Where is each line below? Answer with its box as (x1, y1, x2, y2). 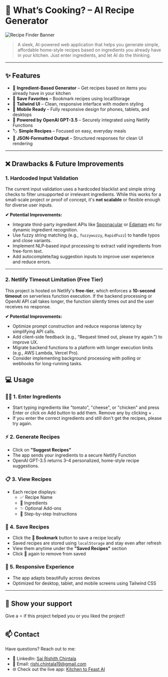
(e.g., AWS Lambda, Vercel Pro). (12, 350, 79, 356)
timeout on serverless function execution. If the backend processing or (5, 293, 152, 299)
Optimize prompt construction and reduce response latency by (12, 323, 142, 329)
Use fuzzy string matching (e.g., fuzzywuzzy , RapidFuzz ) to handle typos (12, 232, 160, 238)
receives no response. (5, 303, 51, 309)
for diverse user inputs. (5, 202, 53, 208)
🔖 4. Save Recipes (5, 523, 49, 530)
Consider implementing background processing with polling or (12, 355, 141, 361)
